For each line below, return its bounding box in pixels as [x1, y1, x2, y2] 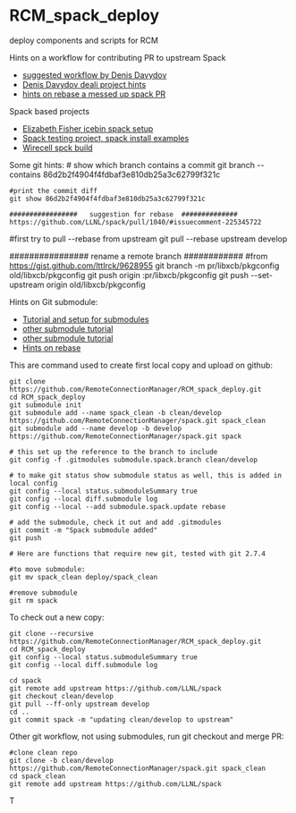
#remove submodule [9, 588, 78, 597]
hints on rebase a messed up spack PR [21, 89, 166, 99]
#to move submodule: [9, 564, 87, 573]
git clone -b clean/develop [9, 756, 114, 765]
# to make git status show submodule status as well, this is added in [9, 470, 282, 479]
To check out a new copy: [9, 612, 105, 622]
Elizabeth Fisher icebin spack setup [21, 123, 154, 134]
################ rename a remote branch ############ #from [9, 250, 268, 261]
